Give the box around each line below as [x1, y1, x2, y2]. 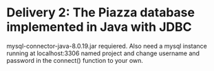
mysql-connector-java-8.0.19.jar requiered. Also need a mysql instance [6, 42, 208, 50]
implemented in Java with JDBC [6, 19, 192, 35]
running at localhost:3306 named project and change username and [6, 49, 200, 57]
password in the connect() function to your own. [6, 56, 144, 64]
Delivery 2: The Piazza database [6, 5, 195, 20]
